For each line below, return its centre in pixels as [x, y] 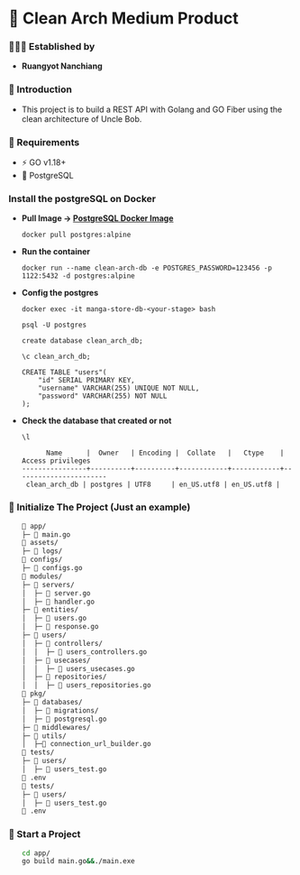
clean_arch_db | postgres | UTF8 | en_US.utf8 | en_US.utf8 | [153, 485]
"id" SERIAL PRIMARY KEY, [87, 381]
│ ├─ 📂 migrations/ [60, 710]
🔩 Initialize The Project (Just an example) [100, 507]
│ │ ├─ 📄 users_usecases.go [78, 668]
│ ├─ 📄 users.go [54, 618]
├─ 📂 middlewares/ [56, 727]
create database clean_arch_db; [82, 341]
